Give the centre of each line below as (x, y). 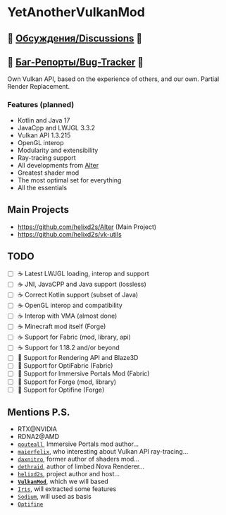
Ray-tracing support (46, 157)
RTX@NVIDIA (37, 429)
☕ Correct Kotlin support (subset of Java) (78, 295)
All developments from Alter (58, 165)
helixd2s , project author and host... (69, 474)
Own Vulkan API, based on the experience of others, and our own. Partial (113, 79)
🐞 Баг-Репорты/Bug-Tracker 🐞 (76, 62)
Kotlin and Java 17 (44, 120)
